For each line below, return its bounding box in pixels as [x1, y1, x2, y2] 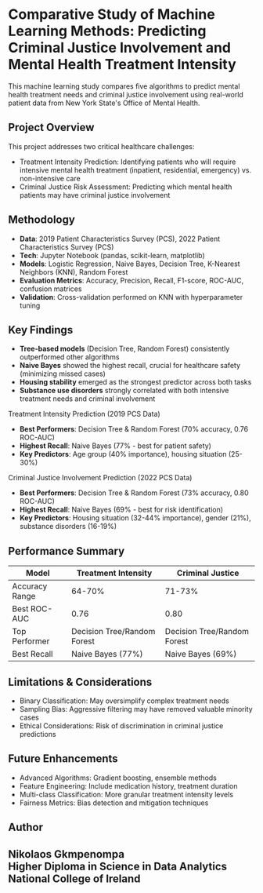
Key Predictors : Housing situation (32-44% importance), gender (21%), [19, 513, 252, 523]
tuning [19, 301, 41, 310]
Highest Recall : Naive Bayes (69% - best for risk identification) [19, 505, 224, 515]
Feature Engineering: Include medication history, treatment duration [19, 781, 238, 790]
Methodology [8, 213, 76, 227]
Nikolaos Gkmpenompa [8, 847, 125, 861]
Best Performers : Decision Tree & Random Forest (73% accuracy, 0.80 [19, 488, 249, 498]
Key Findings [8, 323, 74, 337]
